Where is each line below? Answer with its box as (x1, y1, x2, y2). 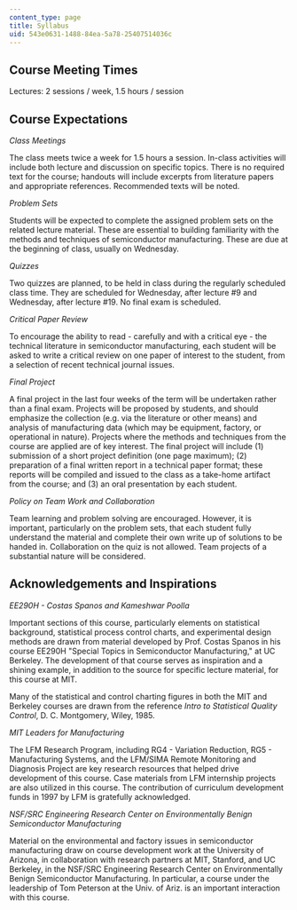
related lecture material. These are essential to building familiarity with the (9, 225, 279, 235)
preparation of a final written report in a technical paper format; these (9, 460, 263, 471)
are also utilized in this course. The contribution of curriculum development (9, 782, 284, 793)
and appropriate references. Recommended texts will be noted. (9, 181, 240, 191)
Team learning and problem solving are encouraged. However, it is (9, 513, 253, 524)
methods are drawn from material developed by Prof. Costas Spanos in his (9, 636, 281, 646)
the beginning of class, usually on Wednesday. (9, 243, 180, 254)
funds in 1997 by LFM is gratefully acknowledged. (9, 791, 191, 802)
